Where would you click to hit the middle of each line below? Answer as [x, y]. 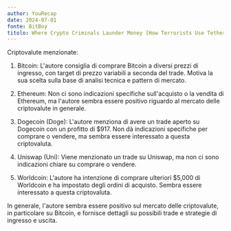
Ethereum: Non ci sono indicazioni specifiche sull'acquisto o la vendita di [120, 94]
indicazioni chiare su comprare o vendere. [77, 164]
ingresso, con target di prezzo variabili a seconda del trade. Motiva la [115, 73]
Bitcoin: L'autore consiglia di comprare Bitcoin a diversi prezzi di [108, 66]
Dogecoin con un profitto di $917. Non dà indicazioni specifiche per [112, 129]
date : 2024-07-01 [32, 20]
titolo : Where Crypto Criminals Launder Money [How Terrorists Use [106, 33]
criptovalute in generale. [52, 108]
